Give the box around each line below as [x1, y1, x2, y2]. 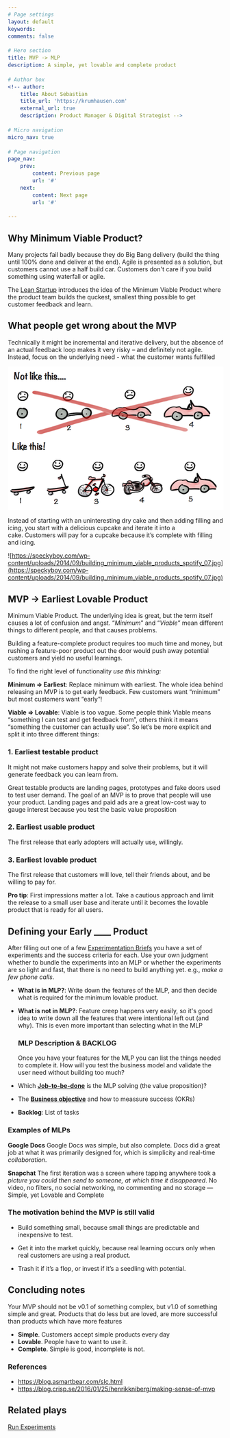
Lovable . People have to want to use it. [17, 1337, 128, 1346]
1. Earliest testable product [8, 747, 99, 757]
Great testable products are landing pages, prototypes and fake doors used [8, 783, 221, 791]
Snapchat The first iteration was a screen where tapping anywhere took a [8, 1169, 216, 1177]
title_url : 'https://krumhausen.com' [20, 98, 128, 105]
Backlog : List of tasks [17, 1108, 79, 1117]
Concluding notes [8, 1285, 86, 1296]
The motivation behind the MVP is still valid [8, 1208, 155, 1217]
